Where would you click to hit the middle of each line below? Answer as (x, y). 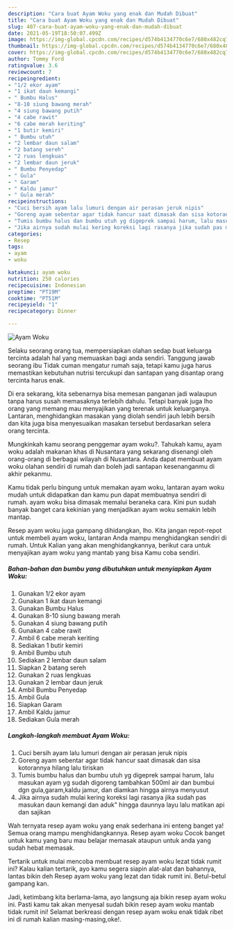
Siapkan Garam (40, 704)
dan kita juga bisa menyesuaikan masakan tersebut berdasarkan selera (109, 423)
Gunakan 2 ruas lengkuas (55, 675)
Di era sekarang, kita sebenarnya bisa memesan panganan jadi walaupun (112, 394)
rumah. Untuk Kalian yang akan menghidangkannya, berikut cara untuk (109, 545)
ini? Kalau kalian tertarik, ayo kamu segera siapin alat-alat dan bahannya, (112, 869)
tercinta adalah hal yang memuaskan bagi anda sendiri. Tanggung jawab (111, 358)
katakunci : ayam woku (39, 272)
